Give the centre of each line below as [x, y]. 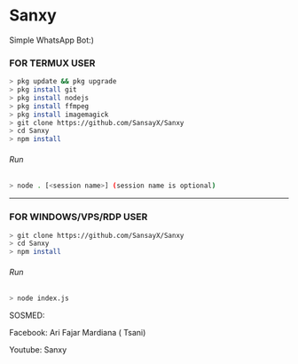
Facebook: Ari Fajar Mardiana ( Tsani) [78, 333]
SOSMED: [27, 315]
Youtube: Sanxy [38, 350]
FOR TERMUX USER [52, 63]
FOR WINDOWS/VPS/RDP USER [78, 217]
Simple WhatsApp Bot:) [52, 40]
